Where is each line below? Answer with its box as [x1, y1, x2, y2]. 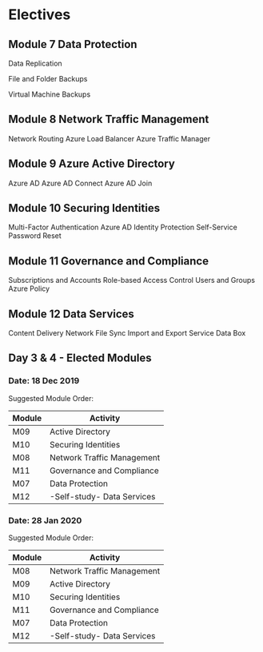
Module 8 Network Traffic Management [8, 113, 209, 126]
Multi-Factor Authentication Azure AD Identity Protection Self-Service [8, 222, 237, 233]
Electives [8, 6, 71, 24]
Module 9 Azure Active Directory [8, 157, 176, 171]
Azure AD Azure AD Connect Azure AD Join [8, 178, 153, 188]
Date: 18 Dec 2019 [8, 376, 80, 387]
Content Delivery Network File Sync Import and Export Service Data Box [8, 328, 246, 338]
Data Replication [8, 58, 62, 68]
